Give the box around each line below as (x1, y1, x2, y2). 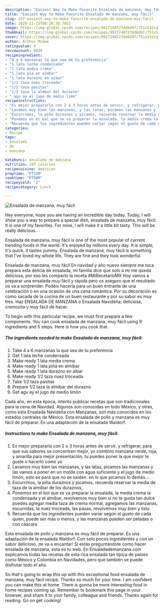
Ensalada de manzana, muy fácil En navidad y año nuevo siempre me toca (5, 262, 154, 268)
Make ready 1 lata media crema (12, 357, 75, 363)
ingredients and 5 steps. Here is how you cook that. (5, 324, 109, 329)
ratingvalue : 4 (5, 44, 36, 49)
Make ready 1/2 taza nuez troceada (12, 373, 83, 379)
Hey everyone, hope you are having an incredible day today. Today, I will (5, 212, 151, 218)
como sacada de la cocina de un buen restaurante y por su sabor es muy (5, 293, 152, 299)
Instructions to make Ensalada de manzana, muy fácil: (5, 431, 119, 436)
